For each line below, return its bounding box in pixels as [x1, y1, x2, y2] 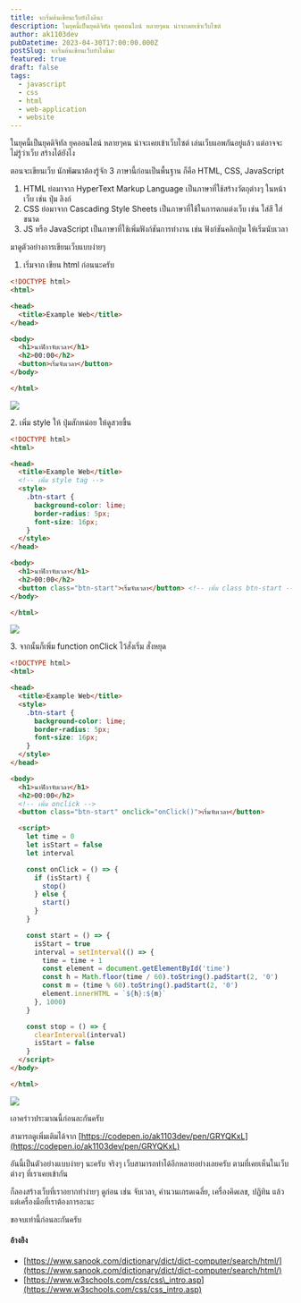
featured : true [10, 55, 67, 64]
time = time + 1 [42, 956, 103, 965]
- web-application [18, 105, 88, 114]
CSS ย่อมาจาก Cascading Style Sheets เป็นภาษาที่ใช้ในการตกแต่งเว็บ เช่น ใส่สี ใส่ [22, 203, 283, 215]
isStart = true [33, 939, 91, 949]
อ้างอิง [10, 1235, 29, 1246]
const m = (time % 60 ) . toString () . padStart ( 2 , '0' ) [42, 981, 239, 990]
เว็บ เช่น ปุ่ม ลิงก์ [22, 193, 71, 204]
